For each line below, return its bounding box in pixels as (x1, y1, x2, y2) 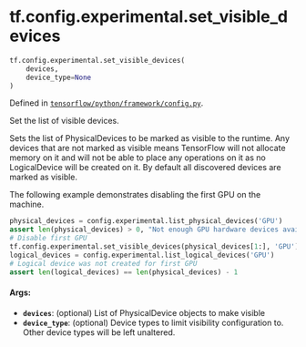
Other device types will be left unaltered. (22, 326, 176, 338)
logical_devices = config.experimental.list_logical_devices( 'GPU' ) (9, 250, 275, 260)
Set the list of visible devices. (9, 116, 120, 127)
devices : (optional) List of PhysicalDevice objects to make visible (22, 307, 266, 318)
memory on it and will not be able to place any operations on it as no (9, 152, 266, 163)
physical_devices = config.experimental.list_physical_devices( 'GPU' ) (9, 217, 283, 226)
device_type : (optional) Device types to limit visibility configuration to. (22, 317, 284, 328)
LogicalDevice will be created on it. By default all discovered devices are (9, 162, 281, 173)
